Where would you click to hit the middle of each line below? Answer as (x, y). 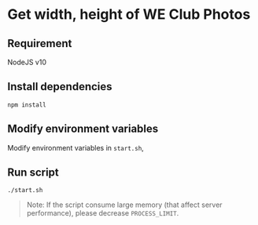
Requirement (40, 44)
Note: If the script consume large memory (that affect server (124, 205)
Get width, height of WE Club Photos (129, 15)
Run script (33, 173)
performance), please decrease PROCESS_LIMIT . (103, 213)
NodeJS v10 (27, 62)
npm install (27, 105)
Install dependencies (60, 87)
